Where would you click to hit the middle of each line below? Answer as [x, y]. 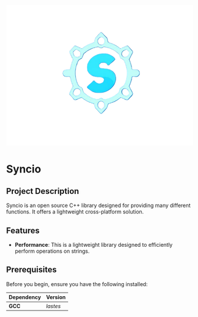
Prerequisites [31, 270]
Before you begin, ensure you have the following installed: [77, 284]
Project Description [43, 191]
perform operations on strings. [52, 251]
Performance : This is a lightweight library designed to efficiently [94, 245]
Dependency [25, 297]
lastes [53, 306]
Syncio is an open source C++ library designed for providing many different [98, 205]
